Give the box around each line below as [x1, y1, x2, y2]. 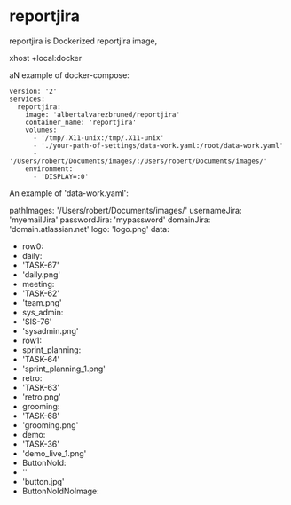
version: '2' [9, 87, 58, 96]
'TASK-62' [21, 288, 60, 299]
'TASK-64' [21, 353, 60, 364]
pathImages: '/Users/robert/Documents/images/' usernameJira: [9, 205, 242, 215]
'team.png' [21, 297, 62, 307]
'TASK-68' [21, 410, 60, 421]
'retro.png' [21, 392, 61, 402]
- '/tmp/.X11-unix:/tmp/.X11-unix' [32, 133, 165, 143]
